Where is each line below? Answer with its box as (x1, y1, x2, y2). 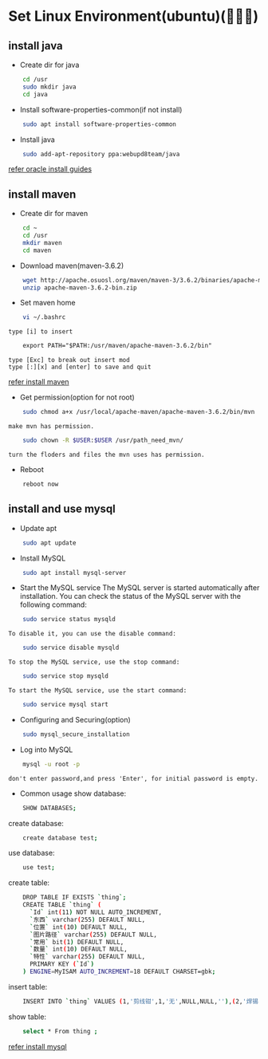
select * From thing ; (22, 1027, 98, 1035)
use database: (8, 848, 55, 858)
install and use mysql (8, 502, 116, 516)
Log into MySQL (19, 745, 73, 754)
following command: (19, 600, 88, 609)
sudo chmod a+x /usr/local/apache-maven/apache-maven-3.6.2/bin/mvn (22, 408, 255, 416)
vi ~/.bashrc (22, 313, 66, 321)
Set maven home (19, 298, 76, 308)
